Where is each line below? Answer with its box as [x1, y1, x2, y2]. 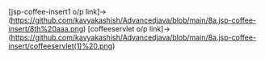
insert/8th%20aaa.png [8, 24, 84, 33]
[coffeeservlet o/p [87, 24, 148, 33]
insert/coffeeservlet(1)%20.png [8, 41, 113, 51]
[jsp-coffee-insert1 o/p [8, 7, 84, 16]
